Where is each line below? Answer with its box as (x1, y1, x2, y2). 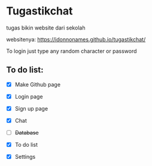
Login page (14, 93, 43, 100)
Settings (14, 153, 36, 161)
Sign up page (14, 105, 48, 112)
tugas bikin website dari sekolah (6, 24, 86, 31)
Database (14, 129, 39, 136)
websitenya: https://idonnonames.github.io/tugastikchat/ (6, 35, 146, 43)
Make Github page (14, 81, 61, 88)
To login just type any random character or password (6, 47, 137, 55)
